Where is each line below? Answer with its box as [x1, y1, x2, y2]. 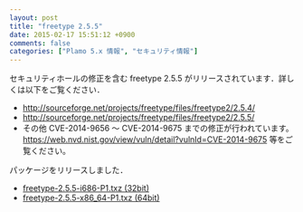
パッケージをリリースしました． [9, 165, 128, 176]
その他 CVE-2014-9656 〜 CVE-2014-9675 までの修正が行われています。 [22, 123, 294, 134]
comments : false [9, 38, 71, 48]
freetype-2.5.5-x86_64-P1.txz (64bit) [22, 192, 160, 204]
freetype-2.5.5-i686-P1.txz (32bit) [22, 183, 150, 194]
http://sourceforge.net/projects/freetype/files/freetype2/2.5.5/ [22, 112, 255, 123]
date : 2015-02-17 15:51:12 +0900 [9, 30, 136, 39]
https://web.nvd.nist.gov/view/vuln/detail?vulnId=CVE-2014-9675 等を [22, 134, 286, 145]
